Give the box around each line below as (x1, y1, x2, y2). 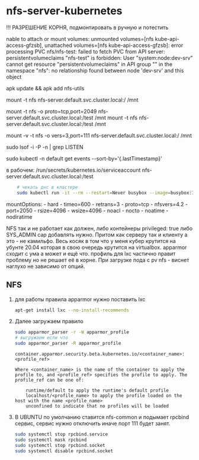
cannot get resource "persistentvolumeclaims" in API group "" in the (6, 61, 173, 68)
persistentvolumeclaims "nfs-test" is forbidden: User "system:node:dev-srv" (6, 54, 193, 61)
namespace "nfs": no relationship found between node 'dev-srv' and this (6, 67, 184, 74)
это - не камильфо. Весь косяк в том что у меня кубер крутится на (6, 237, 176, 244)
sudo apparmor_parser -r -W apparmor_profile (14, 329, 129, 335)
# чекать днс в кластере (17, 184, 78, 190)
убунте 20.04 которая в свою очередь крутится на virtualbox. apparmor (6, 244, 187, 251)
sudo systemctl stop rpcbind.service (14, 431, 108, 437)
